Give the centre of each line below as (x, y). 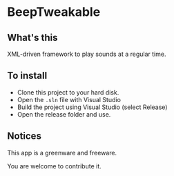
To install (27, 76)
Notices (24, 136)
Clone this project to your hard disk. (68, 92)
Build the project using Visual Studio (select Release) (92, 107)
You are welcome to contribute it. (54, 166)
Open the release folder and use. (64, 114)
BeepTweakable (54, 12)
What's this (32, 38)
